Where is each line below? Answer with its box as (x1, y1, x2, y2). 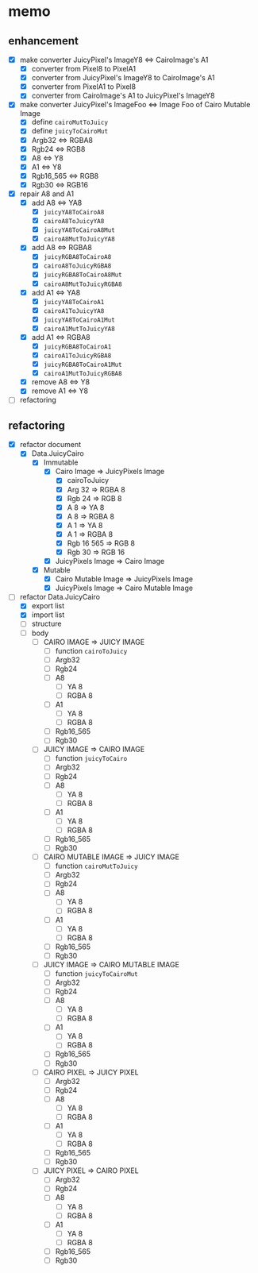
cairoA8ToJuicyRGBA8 (43, 262, 112, 270)
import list (31, 610, 65, 619)
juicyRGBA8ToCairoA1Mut (43, 361, 122, 369)
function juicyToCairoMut (55, 968, 138, 978)
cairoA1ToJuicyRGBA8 (43, 352, 112, 360)
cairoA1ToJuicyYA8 (43, 307, 105, 315)
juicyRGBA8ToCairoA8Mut (43, 271, 122, 280)
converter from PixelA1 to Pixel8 (31, 82, 137, 91)
